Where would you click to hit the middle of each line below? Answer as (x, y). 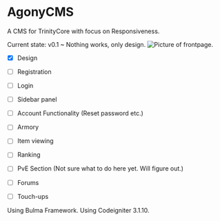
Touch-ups (33, 196)
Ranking (29, 155)
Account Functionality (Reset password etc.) (80, 113)
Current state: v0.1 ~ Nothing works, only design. (77, 44)
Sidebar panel (37, 99)
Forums (28, 182)
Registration (34, 72)
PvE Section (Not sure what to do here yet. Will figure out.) (100, 169)
